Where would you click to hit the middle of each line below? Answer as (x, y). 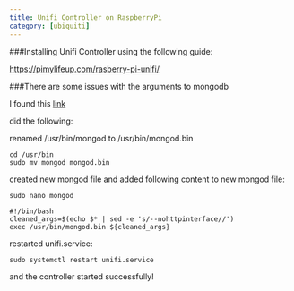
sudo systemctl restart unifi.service (82, 260)
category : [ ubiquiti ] (50, 26)
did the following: (41, 121)
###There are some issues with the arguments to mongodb (119, 86)
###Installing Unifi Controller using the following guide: (111, 51)
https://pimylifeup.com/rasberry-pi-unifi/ (84, 69)
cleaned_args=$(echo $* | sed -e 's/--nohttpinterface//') (122, 219)
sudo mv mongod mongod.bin (60, 162)
